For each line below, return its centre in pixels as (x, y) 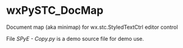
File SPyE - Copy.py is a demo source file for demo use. (75, 38)
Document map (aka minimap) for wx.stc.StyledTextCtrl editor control (92, 27)
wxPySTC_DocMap (55, 10)
